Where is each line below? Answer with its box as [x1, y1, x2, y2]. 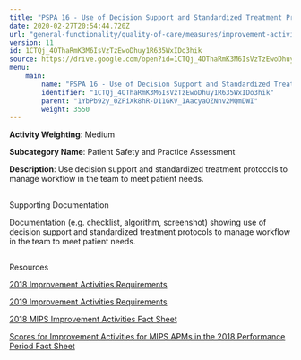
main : [25, 72, 47, 81]
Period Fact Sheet [9, 341, 76, 352]
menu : [9, 64, 30, 73]
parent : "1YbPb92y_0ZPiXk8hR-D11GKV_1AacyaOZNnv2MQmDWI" [41, 96, 258, 106]
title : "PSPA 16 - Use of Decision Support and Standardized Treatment [9, 13, 282, 22]
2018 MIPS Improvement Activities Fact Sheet [9, 314, 177, 325]
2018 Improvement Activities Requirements [9, 279, 168, 290]
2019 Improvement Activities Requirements [9, 296, 168, 307]
